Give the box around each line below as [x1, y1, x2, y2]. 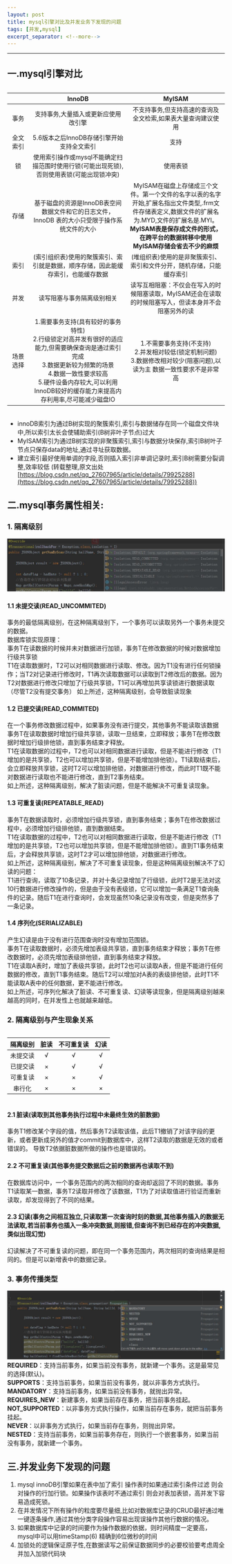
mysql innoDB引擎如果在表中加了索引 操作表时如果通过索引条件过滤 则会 [17, 1480, 224, 1489]
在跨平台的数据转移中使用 [139, 233, 213, 241]
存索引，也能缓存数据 [47, 270, 108, 278]
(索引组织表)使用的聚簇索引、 [33, 252, 117, 261]
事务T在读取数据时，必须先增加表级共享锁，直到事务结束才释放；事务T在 [7, 944, 215, 952]
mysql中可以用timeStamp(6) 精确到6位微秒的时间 [17, 1532, 157, 1541]
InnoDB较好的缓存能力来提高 [34, 387, 116, 395]
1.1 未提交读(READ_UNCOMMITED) [7, 601, 107, 610]
